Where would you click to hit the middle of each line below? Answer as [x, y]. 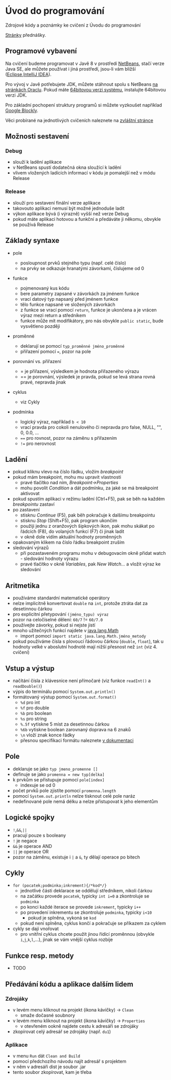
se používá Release [33, 224]
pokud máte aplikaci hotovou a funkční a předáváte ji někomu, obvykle [87, 219]
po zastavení [26, 510]
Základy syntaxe [32, 241]
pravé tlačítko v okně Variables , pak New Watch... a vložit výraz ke [90, 564]
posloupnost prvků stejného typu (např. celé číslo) [73, 263]
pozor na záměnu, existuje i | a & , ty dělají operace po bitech [76, 857]
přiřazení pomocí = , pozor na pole [55, 351]
